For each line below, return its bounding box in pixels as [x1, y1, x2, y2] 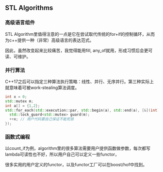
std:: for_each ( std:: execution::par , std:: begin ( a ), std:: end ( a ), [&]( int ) [5, 108, 160, 113]
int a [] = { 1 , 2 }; [5, 103, 40, 108]
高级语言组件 [5, 19, 35, 26]
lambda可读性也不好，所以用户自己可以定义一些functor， [5, 152, 120, 158]
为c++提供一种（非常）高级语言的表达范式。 [5, 37, 94, 43]
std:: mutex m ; [5, 99, 34, 103]
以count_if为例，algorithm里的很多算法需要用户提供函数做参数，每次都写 [5, 145, 151, 151]
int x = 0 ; [5, 94, 27, 99]
